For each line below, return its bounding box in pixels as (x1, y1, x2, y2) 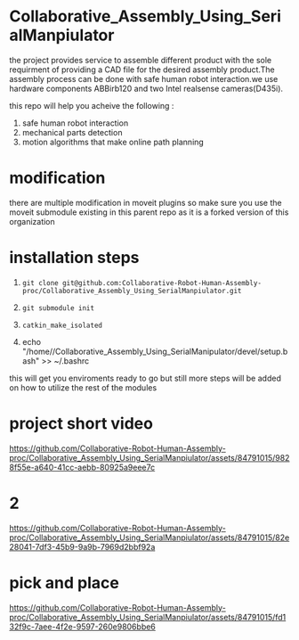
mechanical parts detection (21, 127, 123, 137)
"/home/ (21, 346, 53, 357)
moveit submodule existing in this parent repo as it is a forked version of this (9, 207, 289, 217)
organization (9, 216, 55, 226)
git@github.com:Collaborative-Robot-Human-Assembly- (61, 278, 263, 287)
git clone (21, 278, 60, 287)
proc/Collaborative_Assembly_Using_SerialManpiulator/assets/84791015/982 (9, 452, 290, 463)
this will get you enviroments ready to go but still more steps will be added (9, 373, 282, 383)
